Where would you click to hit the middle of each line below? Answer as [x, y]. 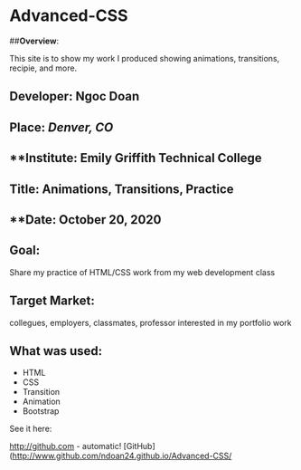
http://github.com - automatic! [66, 446]
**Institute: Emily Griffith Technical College [136, 158]
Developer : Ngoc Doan [75, 96]
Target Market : [52, 301]
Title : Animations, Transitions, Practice [122, 189]
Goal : [25, 250]
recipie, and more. [43, 68]
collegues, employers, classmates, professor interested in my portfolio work [150, 322]
